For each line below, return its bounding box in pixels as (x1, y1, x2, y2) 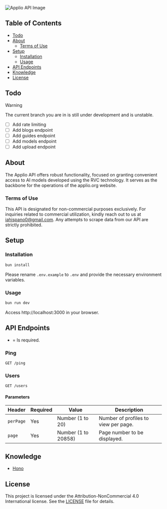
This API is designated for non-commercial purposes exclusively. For (5, 206, 146, 212)
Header (7, 407, 26, 414)
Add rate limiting (12, 121, 46, 127)
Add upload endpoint (12, 144, 56, 150)
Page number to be (98, 429, 144, 436)
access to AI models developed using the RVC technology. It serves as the (5, 177, 158, 183)
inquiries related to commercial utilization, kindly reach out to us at (5, 211, 142, 217)
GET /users (5, 383, 28, 389)
